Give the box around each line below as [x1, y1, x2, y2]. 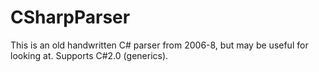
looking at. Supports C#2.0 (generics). [10, 49, 169, 61]
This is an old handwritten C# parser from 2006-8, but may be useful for [10, 39, 309, 51]
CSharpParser [10, 6, 131, 29]
